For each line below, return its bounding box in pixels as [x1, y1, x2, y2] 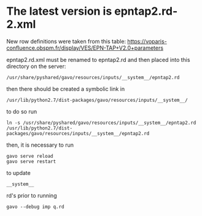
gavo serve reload [6, 153, 53, 159]
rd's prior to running [6, 191, 57, 199]
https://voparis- [127, 37, 167, 45]
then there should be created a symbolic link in [6, 85, 125, 93]
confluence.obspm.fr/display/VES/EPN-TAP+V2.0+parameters [6, 44, 164, 52]
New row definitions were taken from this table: [6, 37, 126, 45]
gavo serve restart [6, 158, 56, 164]
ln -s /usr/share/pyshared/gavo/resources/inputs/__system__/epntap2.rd [6, 120, 196, 126]
